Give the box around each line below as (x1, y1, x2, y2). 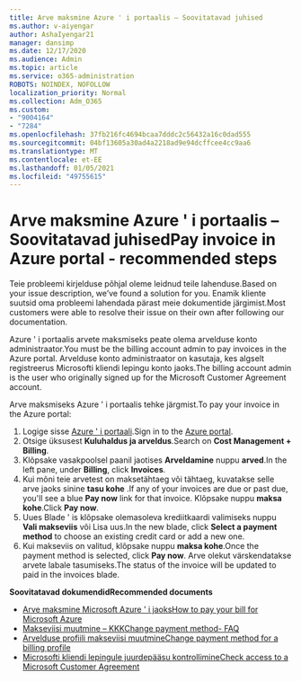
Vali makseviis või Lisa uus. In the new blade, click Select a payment (22, 522, 278, 533)
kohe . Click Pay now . (22, 502, 99, 513)
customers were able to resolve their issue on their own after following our (9, 307, 285, 318)
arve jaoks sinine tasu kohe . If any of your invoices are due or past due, (22, 483, 288, 494)
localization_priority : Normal (9, 88, 127, 97)
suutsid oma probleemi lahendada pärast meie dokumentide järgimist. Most (9, 297, 286, 308)
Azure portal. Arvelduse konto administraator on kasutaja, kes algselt (9, 353, 265, 364)
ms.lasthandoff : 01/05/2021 (9, 164, 115, 172)
